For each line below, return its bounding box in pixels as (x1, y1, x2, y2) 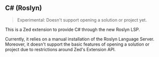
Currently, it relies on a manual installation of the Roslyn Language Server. (5, 36, 155, 42)
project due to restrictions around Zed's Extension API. (5, 46, 116, 52)
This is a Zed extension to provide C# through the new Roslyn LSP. (5, 27, 140, 32)
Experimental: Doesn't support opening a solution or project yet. (17, 17, 147, 23)
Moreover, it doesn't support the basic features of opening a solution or (5, 41, 150, 47)
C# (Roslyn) (5, 4, 42, 12)
